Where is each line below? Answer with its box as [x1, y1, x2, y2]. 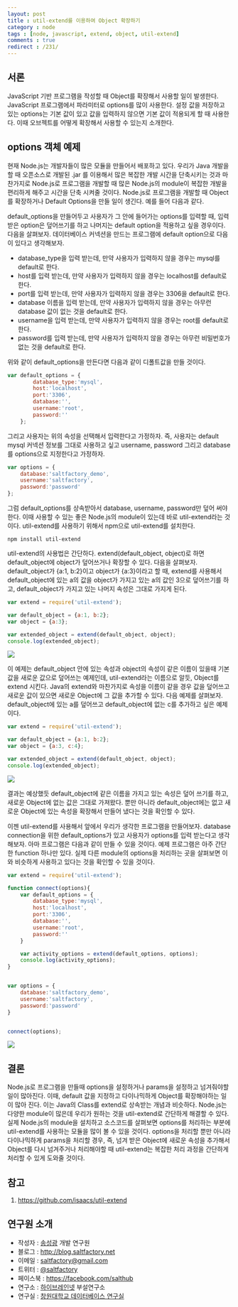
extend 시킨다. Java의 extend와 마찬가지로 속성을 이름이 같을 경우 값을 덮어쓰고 [7, 683, 230, 691]
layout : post [7, 10, 46, 18]
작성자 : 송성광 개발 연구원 [17, 1238, 90, 1247]
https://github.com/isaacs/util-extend [17, 1196, 127, 1204]
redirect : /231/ [7, 43, 59, 50]
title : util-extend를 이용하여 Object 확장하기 [7, 17, 141, 24]
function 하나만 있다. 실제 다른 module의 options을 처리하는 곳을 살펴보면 [14, 848, 221, 857]
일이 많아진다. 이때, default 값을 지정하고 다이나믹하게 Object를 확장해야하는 [7, 1092, 220, 1100]
